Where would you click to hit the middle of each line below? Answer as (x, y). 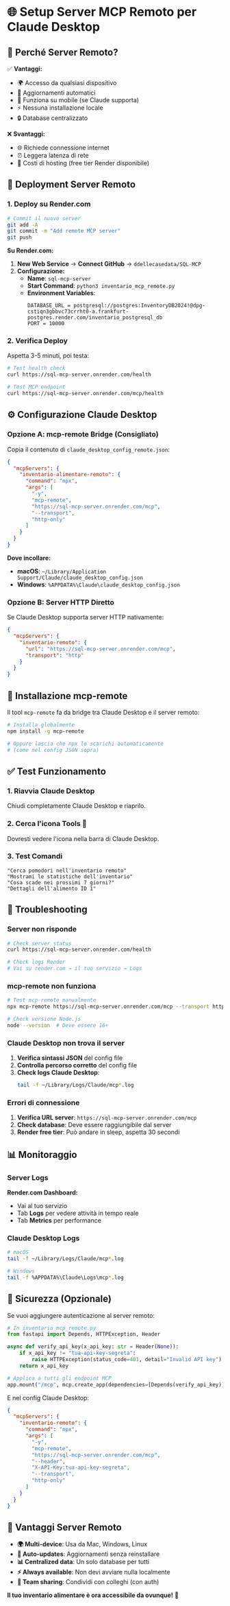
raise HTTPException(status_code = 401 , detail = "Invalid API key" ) (127, 1360)
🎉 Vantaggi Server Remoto (64, 1527)
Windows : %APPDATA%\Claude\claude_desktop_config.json (98, 584)
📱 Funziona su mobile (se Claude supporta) (78, 100)
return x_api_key (44, 1366)
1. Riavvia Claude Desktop (51, 791)
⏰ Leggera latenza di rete (53, 155)
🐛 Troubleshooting (47, 910)
